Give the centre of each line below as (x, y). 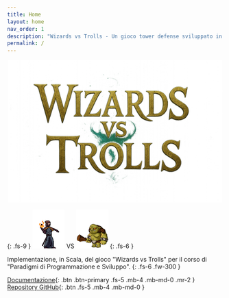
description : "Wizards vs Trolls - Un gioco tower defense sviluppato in (115, 36)
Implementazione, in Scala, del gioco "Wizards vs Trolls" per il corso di (107, 260)
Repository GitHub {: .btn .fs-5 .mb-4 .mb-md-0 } (76, 287)
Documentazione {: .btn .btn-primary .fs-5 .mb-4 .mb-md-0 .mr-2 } (101, 280)
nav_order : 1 (26, 29)
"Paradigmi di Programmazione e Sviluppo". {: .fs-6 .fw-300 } (94, 266)
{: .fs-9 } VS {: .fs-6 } (70, 246)
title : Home (24, 14)
